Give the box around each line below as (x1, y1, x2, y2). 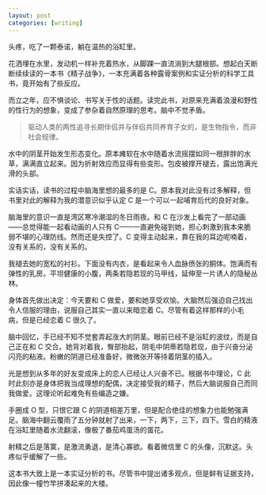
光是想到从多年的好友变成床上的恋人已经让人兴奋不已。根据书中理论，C (8, 368, 243, 378)
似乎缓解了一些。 (14, 451, 71, 461)
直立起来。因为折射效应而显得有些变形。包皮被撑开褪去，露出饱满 (35, 158, 251, 168)
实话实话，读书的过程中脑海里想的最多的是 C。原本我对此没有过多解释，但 (8, 185, 252, 195)
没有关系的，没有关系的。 (8, 242, 92, 251)
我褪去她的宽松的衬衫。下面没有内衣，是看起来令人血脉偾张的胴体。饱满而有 (8, 258, 258, 268)
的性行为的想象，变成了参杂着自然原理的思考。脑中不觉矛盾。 (8, 105, 210, 115)
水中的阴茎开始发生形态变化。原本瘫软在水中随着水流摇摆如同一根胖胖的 (8, 148, 244, 158)
